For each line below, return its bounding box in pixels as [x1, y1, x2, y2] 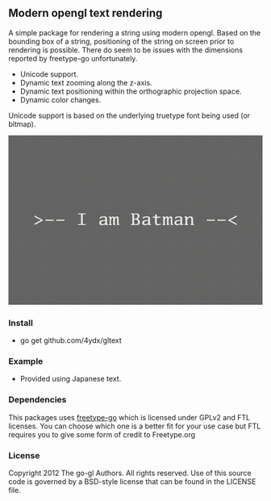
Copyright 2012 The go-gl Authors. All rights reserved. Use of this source [8, 468, 252, 478]
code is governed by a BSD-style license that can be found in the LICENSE [8, 477, 256, 486]
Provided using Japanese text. [19, 374, 122, 384]
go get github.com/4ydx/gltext [19, 336, 123, 345]
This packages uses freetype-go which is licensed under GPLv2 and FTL [8, 412, 251, 422]
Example [8, 356, 44, 367]
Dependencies [8, 395, 67, 406]
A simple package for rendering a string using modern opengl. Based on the [8, 27, 261, 37]
